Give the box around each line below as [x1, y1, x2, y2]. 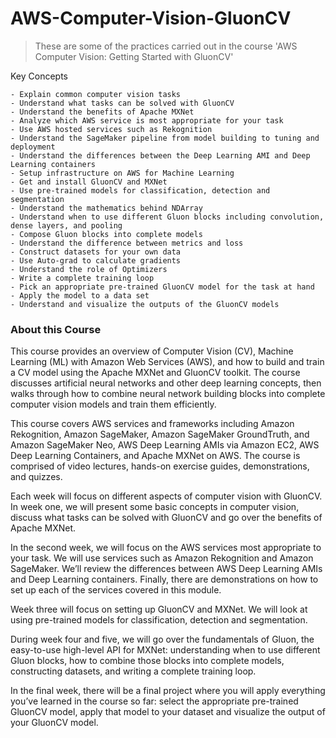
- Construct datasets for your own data [10, 247, 182, 257]
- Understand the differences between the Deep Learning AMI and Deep [10, 150, 311, 161]
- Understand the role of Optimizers [10, 264, 168, 274]
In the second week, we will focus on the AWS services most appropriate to [10, 542, 322, 554]
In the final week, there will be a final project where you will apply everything [10, 685, 326, 697]
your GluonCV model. [10, 717, 99, 729]
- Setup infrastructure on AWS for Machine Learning [10, 168, 235, 178]
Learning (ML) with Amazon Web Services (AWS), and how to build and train [10, 356, 325, 368]
